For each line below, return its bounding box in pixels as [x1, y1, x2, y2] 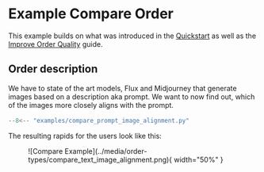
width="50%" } [174, 155, 224, 164]
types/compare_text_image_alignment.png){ [28, 155, 173, 164]
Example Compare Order [8, 5, 174, 23]
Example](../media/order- [64, 146, 147, 155]
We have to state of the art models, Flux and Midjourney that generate [8, 83, 237, 93]
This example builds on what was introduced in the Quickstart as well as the [8, 31, 256, 40]
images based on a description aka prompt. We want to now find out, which [8, 92, 255, 101]
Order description [8, 63, 98, 76]
